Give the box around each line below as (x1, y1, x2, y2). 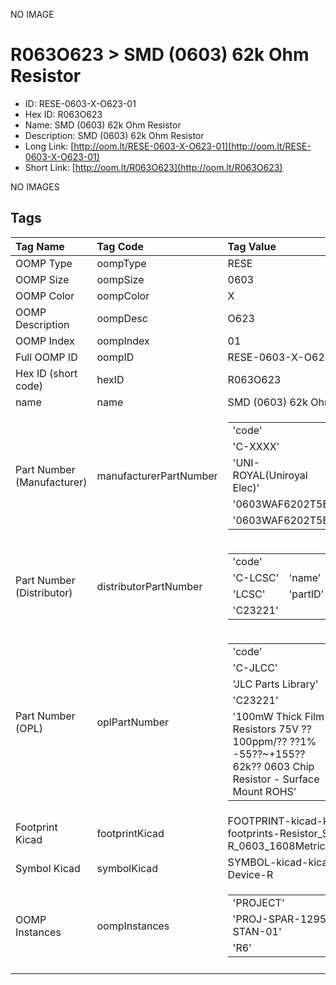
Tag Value (227, 239, 277, 253)
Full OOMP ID (15, 350, 78, 364)
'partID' (288, 587, 325, 601)
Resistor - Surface (232, 772, 320, 786)
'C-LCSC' (232, 570, 280, 584)
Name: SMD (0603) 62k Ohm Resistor (24, 119, 182, 131)
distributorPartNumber (96, 579, 203, 593)
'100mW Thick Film (232, 709, 325, 723)
